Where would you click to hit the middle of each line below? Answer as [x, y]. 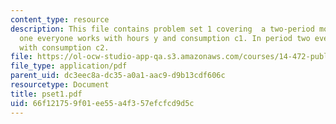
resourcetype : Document [60, 85]
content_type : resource [60, 19]
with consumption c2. [64, 47]
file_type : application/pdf [69, 66]
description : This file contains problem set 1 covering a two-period [162, 29]
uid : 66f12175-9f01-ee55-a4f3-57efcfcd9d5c [102, 103]
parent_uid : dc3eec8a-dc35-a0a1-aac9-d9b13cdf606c [118, 76]
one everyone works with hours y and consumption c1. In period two [165, 38]
